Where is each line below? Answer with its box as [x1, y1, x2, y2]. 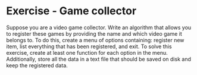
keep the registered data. [6, 61, 68, 69]
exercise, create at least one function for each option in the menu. [6, 49, 168, 56]
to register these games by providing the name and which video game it [6, 30, 183, 37]
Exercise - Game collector [6, 4, 137, 18]
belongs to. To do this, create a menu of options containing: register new [6, 36, 185, 43]
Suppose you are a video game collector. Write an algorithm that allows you [6, 24, 192, 31]
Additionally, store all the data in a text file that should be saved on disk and [6, 55, 192, 62]
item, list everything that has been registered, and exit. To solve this [6, 43, 172, 50]
